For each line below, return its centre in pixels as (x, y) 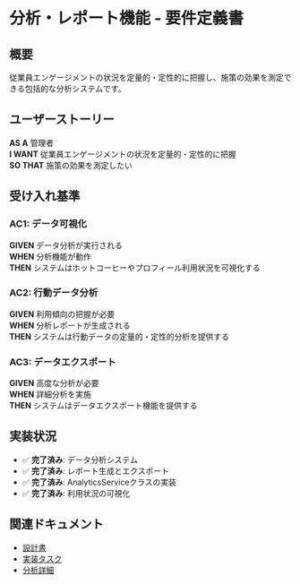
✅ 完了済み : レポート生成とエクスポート (96, 470)
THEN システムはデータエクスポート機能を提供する (104, 406)
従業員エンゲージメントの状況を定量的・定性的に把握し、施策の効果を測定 (146, 77)
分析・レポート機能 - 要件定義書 (127, 18)
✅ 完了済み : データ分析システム (80, 459)
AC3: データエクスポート (63, 362)
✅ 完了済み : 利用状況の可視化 (76, 493)
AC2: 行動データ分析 (54, 293)
